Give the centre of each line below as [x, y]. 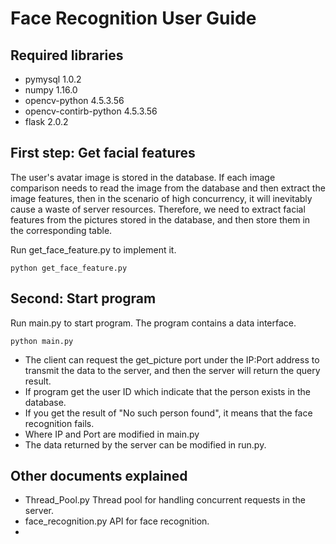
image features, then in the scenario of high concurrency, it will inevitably [161, 198]
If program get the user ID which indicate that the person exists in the [168, 391]
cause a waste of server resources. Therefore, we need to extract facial [158, 209]
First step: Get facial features [103, 153]
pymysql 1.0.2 [53, 79]
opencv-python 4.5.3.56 [74, 100]
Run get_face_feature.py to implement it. [93, 249]
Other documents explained [99, 476]
